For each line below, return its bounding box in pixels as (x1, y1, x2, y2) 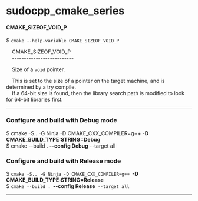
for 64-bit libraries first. (6, 96, 63, 103)
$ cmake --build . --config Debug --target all (6, 142, 116, 149)
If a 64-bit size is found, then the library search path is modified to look (11, 90, 184, 97)
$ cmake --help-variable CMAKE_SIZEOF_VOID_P (6, 37, 120, 44)
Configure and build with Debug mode (6, 116, 117, 125)
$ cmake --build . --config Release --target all (6, 182, 130, 189)
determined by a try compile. (6, 83, 77, 91)
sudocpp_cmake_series (6, 4, 125, 18)
